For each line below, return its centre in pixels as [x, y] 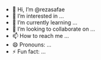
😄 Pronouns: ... [32, 45]
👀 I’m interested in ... [38, 16]
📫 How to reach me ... [40, 36]
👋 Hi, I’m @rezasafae [39, 9]
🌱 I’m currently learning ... [45, 22]
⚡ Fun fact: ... [29, 51]
